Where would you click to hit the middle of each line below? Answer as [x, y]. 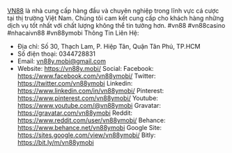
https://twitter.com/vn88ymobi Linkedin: [75, 83]
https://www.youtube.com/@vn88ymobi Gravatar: [89, 105]
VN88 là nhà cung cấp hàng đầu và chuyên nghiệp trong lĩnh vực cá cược [113, 11]
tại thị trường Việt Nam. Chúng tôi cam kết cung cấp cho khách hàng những [116, 18]
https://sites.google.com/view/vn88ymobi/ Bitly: [86, 135]
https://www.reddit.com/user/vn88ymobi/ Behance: [91, 120]
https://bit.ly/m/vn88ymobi [55, 142]
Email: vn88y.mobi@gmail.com [62, 61]
